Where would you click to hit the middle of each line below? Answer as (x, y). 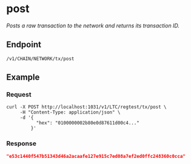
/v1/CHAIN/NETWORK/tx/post (40, 59)
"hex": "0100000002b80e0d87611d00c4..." (88, 123)
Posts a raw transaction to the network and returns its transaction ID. (93, 26)
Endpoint (24, 45)
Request (19, 95)
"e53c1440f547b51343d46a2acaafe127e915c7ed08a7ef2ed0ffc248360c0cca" (96, 156)
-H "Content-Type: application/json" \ (70, 112)
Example (23, 77)
